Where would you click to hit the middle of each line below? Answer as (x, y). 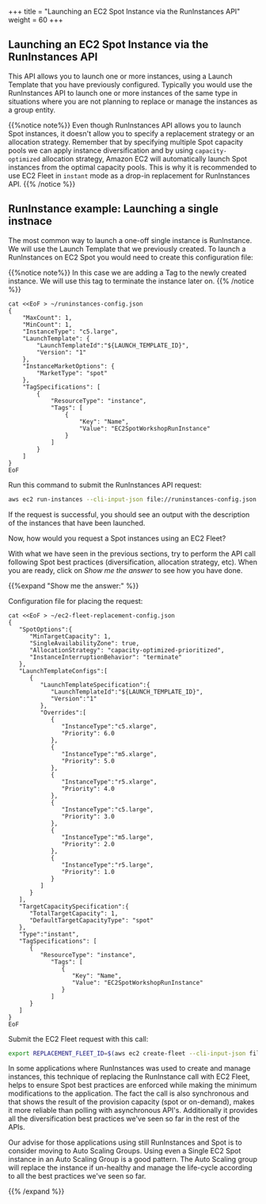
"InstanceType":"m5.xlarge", (109, 754)
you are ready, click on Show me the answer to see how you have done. (125, 570)
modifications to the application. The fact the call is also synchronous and (129, 1094)
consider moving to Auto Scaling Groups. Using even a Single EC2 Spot (125, 1151)
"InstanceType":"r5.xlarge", (109, 782)
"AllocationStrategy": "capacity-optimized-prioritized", (127, 650)
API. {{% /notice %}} (42, 184)
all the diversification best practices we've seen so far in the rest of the (124, 1119)
